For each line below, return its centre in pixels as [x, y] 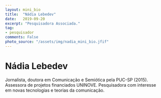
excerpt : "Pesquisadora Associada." [43, 23]
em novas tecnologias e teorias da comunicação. [55, 90]
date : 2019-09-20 [25, 19]
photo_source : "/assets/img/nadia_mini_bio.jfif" [57, 42]
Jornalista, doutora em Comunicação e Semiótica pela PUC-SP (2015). [77, 80]
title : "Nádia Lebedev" [31, 14]
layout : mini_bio [23, 10]
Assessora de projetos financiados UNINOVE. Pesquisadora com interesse [81, 85]
